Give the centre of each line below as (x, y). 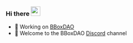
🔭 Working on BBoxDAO (44, 27)
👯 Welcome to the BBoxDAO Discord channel (70, 33)
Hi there (18, 13)
